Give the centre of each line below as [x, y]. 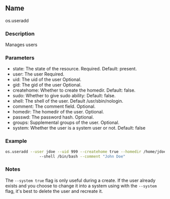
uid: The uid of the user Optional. [47, 79]
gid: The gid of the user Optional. [47, 85]
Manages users [22, 45]
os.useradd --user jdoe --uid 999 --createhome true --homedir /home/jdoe [86, 151]
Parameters [20, 58]
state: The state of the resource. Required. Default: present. [75, 69]
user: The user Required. [38, 74]
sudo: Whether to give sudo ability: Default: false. [64, 96]
